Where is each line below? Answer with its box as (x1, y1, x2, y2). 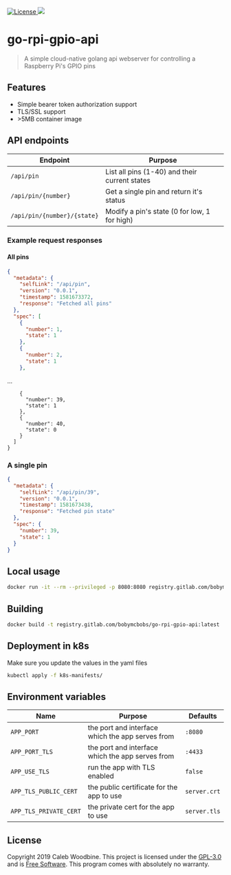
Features (7, 82, 46, 94)
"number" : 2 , (25, 352, 63, 359)
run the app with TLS (87, 763, 155, 772)
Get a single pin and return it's (105, 186, 203, 196)
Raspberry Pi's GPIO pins (23, 61, 96, 70)
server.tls (185, 807, 221, 816)
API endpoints (7, 134, 69, 147)
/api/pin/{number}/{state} (10, 212, 99, 219)
